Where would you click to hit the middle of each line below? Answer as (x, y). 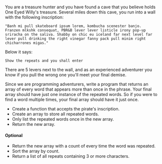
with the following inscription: (34, 17)
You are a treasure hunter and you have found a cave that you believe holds (80, 7)
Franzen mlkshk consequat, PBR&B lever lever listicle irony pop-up (75, 30)
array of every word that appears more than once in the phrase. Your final (78, 89)
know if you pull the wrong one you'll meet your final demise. (66, 75)
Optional (14, 135)
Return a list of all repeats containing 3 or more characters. (71, 156)
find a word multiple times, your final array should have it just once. (72, 99)
